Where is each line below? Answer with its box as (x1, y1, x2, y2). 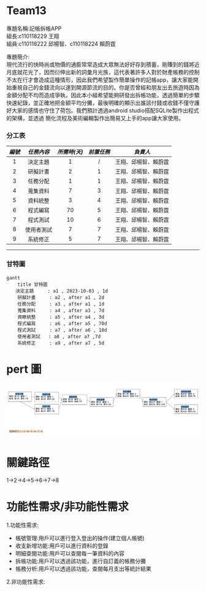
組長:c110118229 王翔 (6, 32, 59, 40)
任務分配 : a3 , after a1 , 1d (17, 301, 105, 307)
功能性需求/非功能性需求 (6, 500, 129, 514)
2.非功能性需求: (6, 578, 45, 585)
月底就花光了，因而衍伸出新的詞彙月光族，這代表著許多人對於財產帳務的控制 (6, 68, 200, 75)
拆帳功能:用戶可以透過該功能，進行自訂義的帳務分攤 (15, 557, 146, 565)
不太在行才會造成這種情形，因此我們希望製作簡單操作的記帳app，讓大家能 (6, 76, 194, 83)
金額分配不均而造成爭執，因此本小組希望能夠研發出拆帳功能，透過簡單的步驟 (6, 91, 200, 99)
